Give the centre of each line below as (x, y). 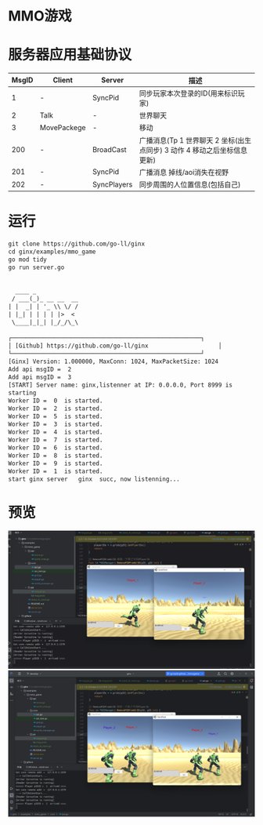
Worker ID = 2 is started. (56, 409)
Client (63, 80)
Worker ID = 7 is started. (56, 440)
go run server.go (36, 267)
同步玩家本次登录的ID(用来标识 (189, 93)
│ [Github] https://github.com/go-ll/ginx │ (115, 346)
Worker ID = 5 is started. (56, 416)
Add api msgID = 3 (40, 377)
